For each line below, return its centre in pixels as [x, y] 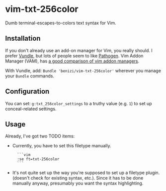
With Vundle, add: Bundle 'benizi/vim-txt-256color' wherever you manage [83, 70]
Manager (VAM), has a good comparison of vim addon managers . [72, 61]
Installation [23, 38]
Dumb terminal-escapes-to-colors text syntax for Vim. [61, 23]
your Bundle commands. [30, 76]
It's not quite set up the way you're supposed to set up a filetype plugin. [86, 173]
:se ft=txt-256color [38, 159]
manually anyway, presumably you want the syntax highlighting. [78, 183]
